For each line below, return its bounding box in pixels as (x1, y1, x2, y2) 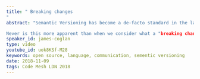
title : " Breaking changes (6, 8, 73, 15)
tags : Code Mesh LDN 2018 (6, 64, 70, 69)
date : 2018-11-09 (6, 58, 49, 64)
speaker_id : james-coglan (6, 36, 70, 42)
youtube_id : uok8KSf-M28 (6, 47, 68, 53)
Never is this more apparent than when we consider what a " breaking (6, 30, 183, 36)
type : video (6, 42, 36, 48)
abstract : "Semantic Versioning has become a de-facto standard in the (6, 20, 187, 26)
